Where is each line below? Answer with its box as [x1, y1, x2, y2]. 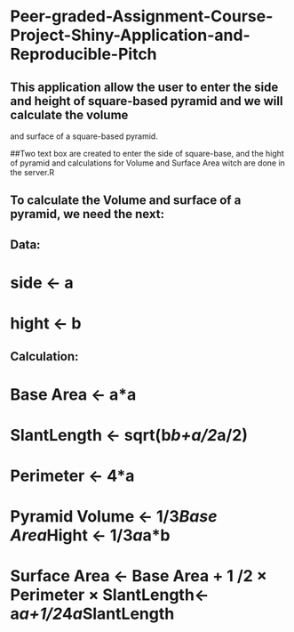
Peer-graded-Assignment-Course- [10, 6, 274, 27]
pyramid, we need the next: [10, 207, 165, 222]
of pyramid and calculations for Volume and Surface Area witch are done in [10, 158, 285, 168]
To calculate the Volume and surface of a [10, 193, 242, 208]
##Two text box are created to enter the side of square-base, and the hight [10, 149, 285, 158]
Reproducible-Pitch [10, 45, 158, 64]
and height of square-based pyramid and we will [10, 93, 283, 109]
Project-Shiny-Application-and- [10, 25, 251, 45]
